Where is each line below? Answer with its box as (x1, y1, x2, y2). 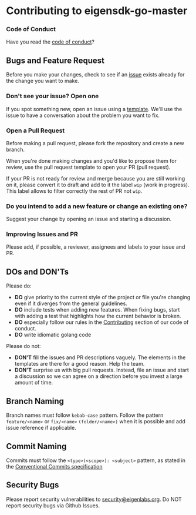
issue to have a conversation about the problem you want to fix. (6, 112, 160, 119)
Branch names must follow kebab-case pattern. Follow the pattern (6, 412, 164, 419)
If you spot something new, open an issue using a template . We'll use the (6, 105, 183, 112)
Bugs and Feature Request (6, 55, 104, 65)
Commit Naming (6, 441, 67, 451)
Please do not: (6, 343, 41, 350)
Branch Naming (6, 396, 65, 406)
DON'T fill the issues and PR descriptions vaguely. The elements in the (14, 354, 186, 361)
